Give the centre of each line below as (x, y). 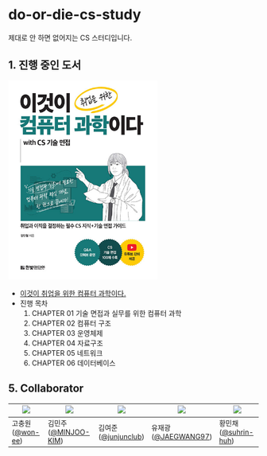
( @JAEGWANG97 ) (182, 436)
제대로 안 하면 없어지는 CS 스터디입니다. (70, 37)
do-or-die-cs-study (75, 15)
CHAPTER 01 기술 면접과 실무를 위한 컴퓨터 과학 (106, 313)
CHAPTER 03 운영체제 (67, 333)
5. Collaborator (46, 389)
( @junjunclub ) (121, 436)
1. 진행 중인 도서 (45, 65)
